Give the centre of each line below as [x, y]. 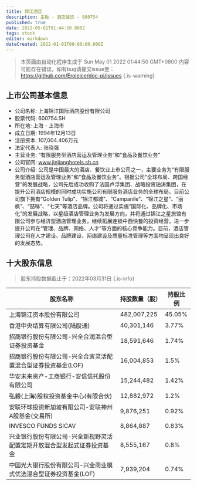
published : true [26, 22]
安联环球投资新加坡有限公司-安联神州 [61, 407]
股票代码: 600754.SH [40, 118]
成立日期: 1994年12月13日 [45, 133]
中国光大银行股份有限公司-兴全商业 [58, 465]
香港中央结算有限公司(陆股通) [50, 325]
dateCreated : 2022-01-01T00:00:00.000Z [55, 45]
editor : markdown [27, 39]
